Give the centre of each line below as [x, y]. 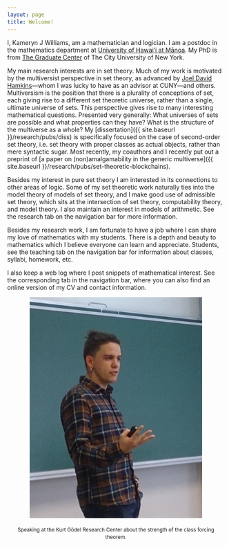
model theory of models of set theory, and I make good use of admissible [111, 194]
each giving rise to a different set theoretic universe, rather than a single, [111, 100]
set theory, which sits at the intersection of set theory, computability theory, [115, 201]
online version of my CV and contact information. [77, 287]
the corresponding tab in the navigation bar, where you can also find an [109, 280]
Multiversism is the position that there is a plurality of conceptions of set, [111, 93]
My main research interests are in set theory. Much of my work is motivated [114, 71]
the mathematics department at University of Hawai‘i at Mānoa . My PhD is [112, 50]
